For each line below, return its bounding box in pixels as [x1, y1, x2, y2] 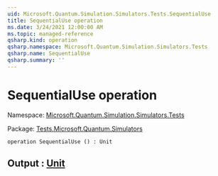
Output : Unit [7, 158, 65, 170]
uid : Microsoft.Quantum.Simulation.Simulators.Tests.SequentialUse [7, 10, 212, 18]
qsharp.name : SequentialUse [7, 50, 91, 57]
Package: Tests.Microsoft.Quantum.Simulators [7, 124, 143, 133]
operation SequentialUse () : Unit [7, 138, 113, 145]
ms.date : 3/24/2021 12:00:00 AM [7, 23, 103, 31]
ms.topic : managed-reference [7, 30, 94, 38]
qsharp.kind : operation [7, 37, 78, 44]
